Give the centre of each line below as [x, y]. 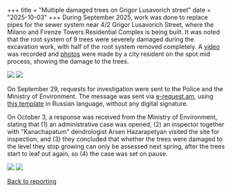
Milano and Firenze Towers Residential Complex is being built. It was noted [114, 32]
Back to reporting [32, 181]
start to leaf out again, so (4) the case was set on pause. [87, 154]
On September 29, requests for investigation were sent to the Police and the [115, 89]
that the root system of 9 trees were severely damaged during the [101, 39]
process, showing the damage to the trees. [68, 61]
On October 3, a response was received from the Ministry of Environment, [112, 117]
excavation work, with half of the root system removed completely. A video [114, 47]
